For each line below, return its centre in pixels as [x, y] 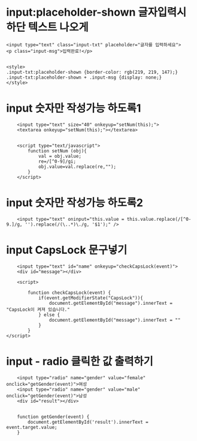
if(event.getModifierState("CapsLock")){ [91, 298]
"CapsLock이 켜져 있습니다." [38, 310]
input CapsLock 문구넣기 [67, 250]
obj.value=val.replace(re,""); [77, 166]
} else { [49, 315]
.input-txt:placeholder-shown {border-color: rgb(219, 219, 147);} [92, 72]
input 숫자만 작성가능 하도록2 [75, 203]
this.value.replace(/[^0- [159, 219]
